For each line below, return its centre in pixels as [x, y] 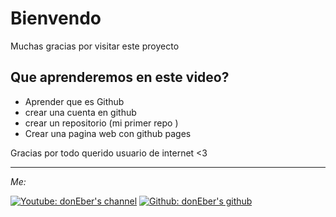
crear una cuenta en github [80, 112]
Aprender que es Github [74, 101]
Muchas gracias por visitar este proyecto [95, 46]
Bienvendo [56, 18]
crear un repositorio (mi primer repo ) [101, 123]
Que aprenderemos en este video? [120, 77]
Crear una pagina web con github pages [108, 133]
